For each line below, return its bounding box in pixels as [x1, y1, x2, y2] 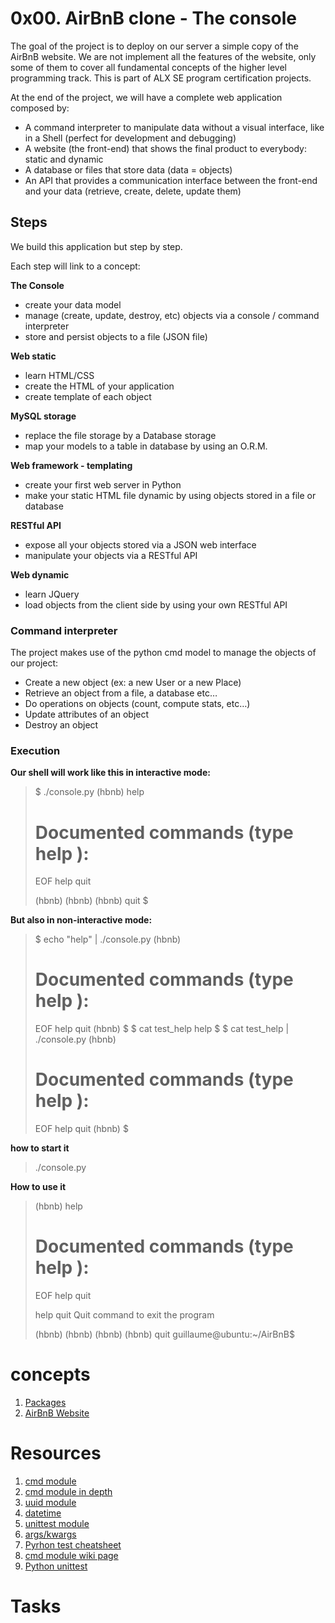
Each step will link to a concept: [10, 260, 141, 272]
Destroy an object [24, 719, 99, 731]
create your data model [24, 298, 122, 311]
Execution [10, 743, 61, 757]
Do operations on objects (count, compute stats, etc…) [24, 698, 251, 710]
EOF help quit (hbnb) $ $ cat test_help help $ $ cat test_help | [34, 1023, 290, 1035]
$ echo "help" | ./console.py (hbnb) [34, 933, 182, 946]
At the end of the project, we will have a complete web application [10, 91, 283, 103]
